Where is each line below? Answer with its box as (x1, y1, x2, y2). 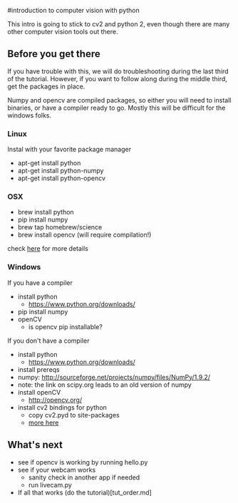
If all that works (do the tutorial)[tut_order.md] (17, 488, 152, 497)
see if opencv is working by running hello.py (17, 457, 148, 466)
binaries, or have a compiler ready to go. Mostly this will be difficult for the (7, 103, 226, 112)
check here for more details (7, 244, 89, 253)
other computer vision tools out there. (7, 28, 118, 36)
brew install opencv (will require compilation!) (17, 231, 152, 239)
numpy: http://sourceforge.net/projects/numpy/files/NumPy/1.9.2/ (17, 373, 211, 381)
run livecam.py (28, 480, 73, 489)
